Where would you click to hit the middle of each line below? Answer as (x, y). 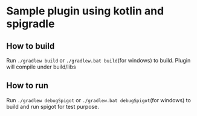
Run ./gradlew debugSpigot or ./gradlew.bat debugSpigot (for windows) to (99, 100)
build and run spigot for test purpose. (53, 106)
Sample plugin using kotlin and (85, 11)
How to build (31, 46)
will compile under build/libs (41, 67)
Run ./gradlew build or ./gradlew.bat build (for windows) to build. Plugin (98, 60)
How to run (27, 86)
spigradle (31, 24)
